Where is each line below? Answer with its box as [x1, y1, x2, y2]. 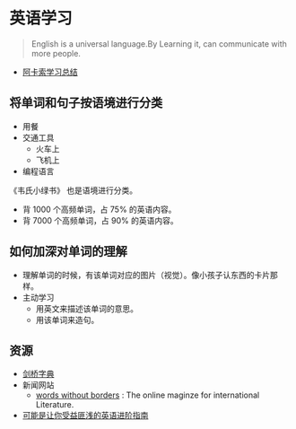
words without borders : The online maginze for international [35, 390, 260, 400]
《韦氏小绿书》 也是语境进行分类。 [9, 185, 137, 196]
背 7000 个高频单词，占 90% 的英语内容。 [22, 214, 179, 225]
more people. [30, 48, 81, 58]
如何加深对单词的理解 [9, 244, 127, 259]
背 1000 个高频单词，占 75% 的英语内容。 [22, 204, 177, 214]
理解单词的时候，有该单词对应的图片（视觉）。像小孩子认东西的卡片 [22, 269, 271, 280]
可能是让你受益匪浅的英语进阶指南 [22, 410, 149, 421]
